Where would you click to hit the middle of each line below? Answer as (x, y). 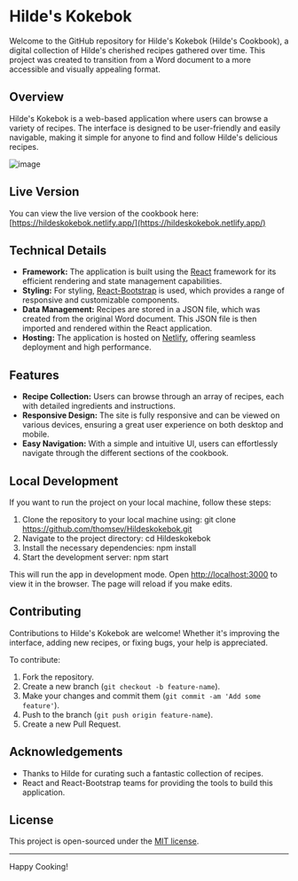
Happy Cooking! (39, 867)
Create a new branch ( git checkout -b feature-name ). (121, 686)
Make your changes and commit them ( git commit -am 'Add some (141, 696)
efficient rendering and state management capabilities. (122, 281)
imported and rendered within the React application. (117, 328)
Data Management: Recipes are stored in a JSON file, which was (141, 310)
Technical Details (58, 250)
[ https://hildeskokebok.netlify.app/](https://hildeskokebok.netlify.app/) (137, 223)
